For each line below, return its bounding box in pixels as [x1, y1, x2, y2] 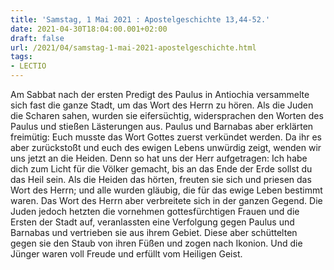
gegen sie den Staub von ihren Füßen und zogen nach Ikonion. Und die [10, 237, 303, 249]
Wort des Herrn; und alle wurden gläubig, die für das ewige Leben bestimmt [10, 184, 323, 196]
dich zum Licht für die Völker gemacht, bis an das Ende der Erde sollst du [10, 163, 313, 175]
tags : [10, 52, 33, 62]
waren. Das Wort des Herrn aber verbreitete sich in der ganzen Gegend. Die [10, 195, 323, 206]
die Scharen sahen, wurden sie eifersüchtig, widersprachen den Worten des [10, 110, 324, 121]
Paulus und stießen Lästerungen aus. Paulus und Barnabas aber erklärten [10, 121, 314, 132]
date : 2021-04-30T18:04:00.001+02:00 [10, 24, 168, 34]
